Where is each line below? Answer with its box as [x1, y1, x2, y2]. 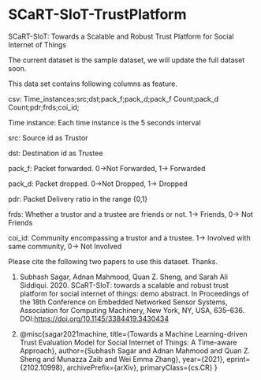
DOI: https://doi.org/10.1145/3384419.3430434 [19, 314, 170, 323]
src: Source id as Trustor [8, 132, 88, 143]
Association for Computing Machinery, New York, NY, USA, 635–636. [19, 305, 245, 315]
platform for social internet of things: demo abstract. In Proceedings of [19, 289, 249, 298]
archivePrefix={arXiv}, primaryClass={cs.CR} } [66, 363, 218, 372]
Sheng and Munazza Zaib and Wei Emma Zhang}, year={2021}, [19, 354, 226, 363]
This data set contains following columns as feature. [8, 79, 178, 88]
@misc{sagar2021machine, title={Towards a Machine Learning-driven [19, 329, 248, 338]
